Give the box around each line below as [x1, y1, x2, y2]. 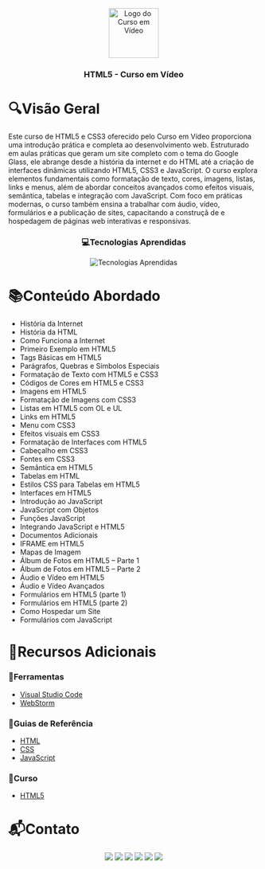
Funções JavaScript [19, 514, 86, 523]
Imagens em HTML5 [19, 386, 87, 397]
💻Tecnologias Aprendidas [80, 237, 187, 248]
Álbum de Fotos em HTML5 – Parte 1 [19, 556, 139, 566]
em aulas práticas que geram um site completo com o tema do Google [8, 148, 239, 158]
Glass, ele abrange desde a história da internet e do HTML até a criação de [8, 157, 255, 166]
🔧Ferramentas [8, 671, 64, 683]
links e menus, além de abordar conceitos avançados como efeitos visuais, [8, 182, 255, 192]
